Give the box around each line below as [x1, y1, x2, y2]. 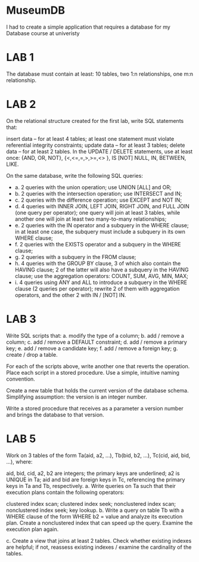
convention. [6, 375, 36, 382]
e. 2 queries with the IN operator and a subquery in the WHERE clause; [14, 221, 189, 228]
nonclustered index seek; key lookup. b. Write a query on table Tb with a [6, 507, 184, 514]
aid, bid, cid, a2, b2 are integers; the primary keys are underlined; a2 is [6, 470, 180, 477]
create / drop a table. [6, 351, 58, 358]
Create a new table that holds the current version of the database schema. [6, 387, 189, 394]
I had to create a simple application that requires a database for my [6, 23, 171, 30]
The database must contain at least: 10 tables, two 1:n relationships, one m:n [6, 70, 194, 78]
